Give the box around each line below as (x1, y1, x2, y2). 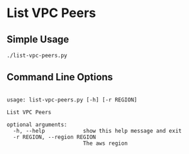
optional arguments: (6, 121, 68, 128)
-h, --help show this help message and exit (13, 127, 182, 134)
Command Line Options (6, 71, 113, 83)
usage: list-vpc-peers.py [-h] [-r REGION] (6, 96, 138, 104)
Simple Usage (6, 33, 70, 45)
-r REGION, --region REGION (13, 133, 97, 141)
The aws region (82, 140, 129, 147)
